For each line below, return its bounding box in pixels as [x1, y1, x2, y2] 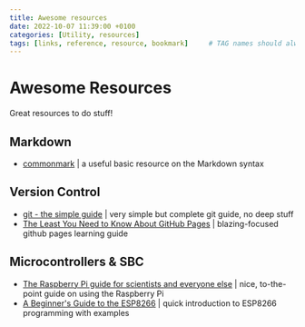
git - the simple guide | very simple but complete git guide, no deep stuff [22, 208, 294, 219]
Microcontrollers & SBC [9, 254, 144, 270]
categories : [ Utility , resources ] [9, 30, 141, 39]
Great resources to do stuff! [9, 108, 113, 119]
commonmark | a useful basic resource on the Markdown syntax [22, 158, 265, 169]
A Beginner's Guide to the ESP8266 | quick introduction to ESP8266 [22, 297, 277, 309]
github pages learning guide [22, 228, 129, 239]
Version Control [9, 184, 101, 200]
